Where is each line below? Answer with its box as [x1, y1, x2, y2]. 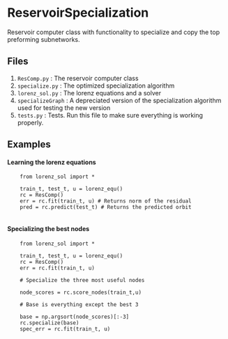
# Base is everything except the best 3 [20, 301, 139, 308]
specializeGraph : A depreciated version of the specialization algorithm [17, 96, 222, 104]
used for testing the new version [17, 103, 111, 112]
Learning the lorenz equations [7, 158, 96, 166]
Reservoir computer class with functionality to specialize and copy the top [7, 28, 220, 36]
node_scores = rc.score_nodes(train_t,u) [20, 289, 142, 296]
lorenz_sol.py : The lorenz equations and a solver [17, 88, 162, 97]
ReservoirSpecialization [7, 5, 149, 21]
